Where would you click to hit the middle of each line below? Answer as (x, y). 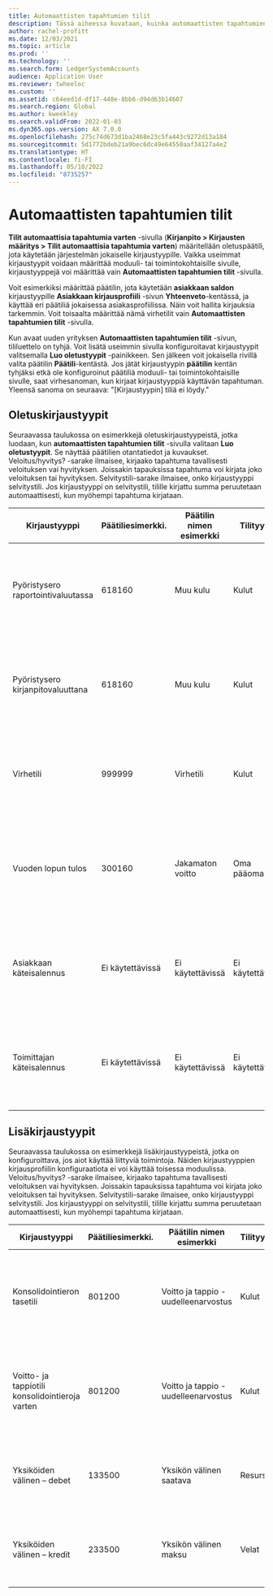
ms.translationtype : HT (49, 152)
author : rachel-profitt (49, 31)
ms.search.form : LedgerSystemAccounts (74, 69)
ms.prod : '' (28, 54)
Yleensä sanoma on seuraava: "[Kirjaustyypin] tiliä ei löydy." (109, 389)
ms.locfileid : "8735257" (50, 175)
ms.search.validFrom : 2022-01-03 (65, 122)
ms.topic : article (39, 46)
